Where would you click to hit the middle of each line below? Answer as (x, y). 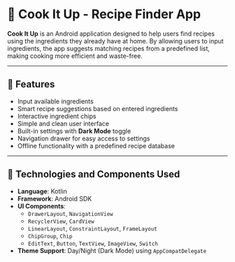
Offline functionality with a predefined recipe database (96, 145)
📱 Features (31, 84)
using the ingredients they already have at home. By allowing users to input (115, 41)
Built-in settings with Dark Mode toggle (74, 131)
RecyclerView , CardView (61, 221)
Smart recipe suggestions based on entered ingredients (98, 108)
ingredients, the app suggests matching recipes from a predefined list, (108, 48)
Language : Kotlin (42, 191)
